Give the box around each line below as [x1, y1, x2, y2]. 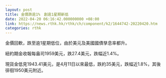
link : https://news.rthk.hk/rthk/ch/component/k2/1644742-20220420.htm [5, 21, 157, 26]
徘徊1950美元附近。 [5, 68, 46, 74]
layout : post [5, 7, 32, 12]
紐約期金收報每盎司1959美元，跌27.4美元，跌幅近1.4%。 [5, 51, 121, 57]
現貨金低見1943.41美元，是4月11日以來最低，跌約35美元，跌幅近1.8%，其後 [5, 61, 161, 67]
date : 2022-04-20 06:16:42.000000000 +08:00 [5, 16, 99, 21]
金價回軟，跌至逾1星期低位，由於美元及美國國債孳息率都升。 [5, 40, 130, 46]
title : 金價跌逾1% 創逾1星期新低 [5, 12, 69, 17]
